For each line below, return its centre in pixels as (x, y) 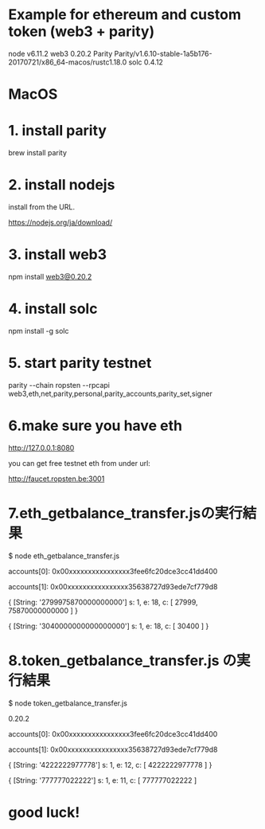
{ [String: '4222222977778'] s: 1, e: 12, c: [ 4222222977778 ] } (110, 764)
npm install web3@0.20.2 (50, 276)
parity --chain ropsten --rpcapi (59, 385)
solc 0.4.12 (146, 62)
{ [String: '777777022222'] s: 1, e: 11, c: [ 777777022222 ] (103, 780)
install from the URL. (42, 207)
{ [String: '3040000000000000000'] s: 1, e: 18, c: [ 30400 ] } (109, 626)
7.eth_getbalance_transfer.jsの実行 (125, 513)
